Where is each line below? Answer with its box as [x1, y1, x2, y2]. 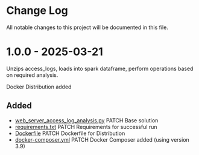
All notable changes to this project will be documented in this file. [6, 24, 169, 31]
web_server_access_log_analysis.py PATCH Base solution [14, 116, 159, 124]
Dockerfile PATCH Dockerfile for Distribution [14, 130, 125, 137]
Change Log [6, 4, 68, 18]
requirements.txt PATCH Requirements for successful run [14, 123, 158, 130]
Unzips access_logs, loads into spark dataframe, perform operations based [6, 65, 194, 72]
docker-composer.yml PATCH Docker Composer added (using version [14, 136, 190, 143]
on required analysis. [6, 71, 58, 79]
